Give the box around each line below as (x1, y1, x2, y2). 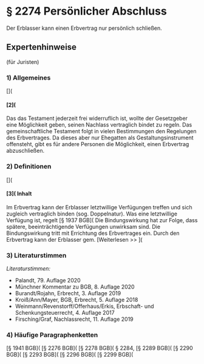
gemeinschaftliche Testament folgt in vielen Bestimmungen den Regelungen (6, 128, 197, 135)
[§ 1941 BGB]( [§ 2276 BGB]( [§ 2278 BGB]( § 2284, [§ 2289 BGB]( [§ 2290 (6, 345, 193, 352)
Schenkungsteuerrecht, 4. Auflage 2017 (15, 309, 115, 317)
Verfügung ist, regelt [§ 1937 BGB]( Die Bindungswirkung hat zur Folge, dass (6, 216, 198, 223)
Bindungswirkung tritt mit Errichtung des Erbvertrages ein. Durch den (6, 229, 180, 237)
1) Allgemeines (6, 73, 51, 82)
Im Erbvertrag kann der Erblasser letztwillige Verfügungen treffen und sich (6, 203, 192, 211)
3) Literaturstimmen (6, 251, 67, 259)
